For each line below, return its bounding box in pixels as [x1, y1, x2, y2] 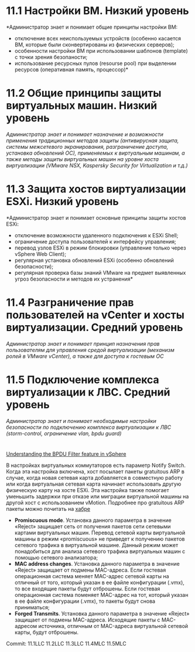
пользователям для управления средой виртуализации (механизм [6, 346, 175, 353]
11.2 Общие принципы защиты [6, 87, 162, 100]
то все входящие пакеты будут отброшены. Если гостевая [14, 585, 160, 592]
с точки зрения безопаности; [14, 53, 88, 60]
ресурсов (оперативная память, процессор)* [14, 66, 129, 73]
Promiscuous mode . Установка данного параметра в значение [14, 517, 172, 524]
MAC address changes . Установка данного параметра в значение [14, 560, 180, 567]
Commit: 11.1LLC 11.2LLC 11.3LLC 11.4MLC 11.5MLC [6, 640, 127, 647]
